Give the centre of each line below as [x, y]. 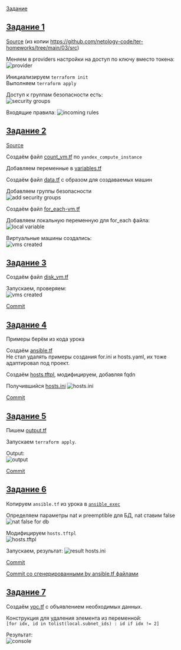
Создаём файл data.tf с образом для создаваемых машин [79, 179]
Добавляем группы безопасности [49, 191]
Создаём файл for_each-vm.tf [43, 209]
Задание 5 [26, 416]
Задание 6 [27, 489]
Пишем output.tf [27, 431]
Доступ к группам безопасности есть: [55, 95]
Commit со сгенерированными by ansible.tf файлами [72, 574]
